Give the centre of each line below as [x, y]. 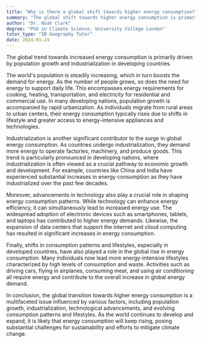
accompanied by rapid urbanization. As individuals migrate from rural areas [99, 107]
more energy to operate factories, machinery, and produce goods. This [94, 151]
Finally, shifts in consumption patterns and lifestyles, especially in [87, 245]
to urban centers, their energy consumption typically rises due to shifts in [97, 114]
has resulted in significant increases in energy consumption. [81, 233]
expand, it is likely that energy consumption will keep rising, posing [89, 321]
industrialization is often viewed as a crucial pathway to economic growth [97, 164]
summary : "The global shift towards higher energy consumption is [91, 18]
